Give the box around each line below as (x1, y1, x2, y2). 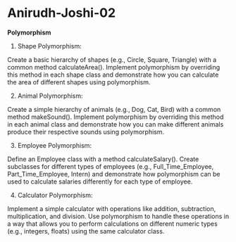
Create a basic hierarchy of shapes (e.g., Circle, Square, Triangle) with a (7, 55, 217, 64)
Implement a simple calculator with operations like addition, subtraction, (7, 204, 216, 212)
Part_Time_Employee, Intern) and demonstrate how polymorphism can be (7, 170, 221, 178)
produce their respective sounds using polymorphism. (7, 127, 165, 136)
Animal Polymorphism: (17, 91, 83, 100)
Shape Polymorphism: (17, 42, 82, 50)
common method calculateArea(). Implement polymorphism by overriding (7, 63, 221, 71)
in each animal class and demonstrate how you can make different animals (7, 120, 224, 128)
